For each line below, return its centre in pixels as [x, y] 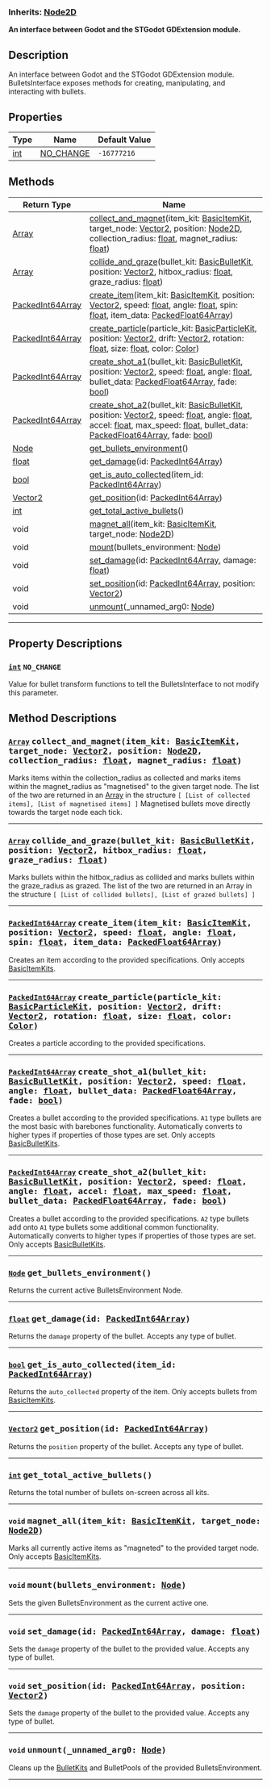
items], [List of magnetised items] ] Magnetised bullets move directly [129, 804]
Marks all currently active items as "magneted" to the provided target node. [134, 1548]
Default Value [125, 140]
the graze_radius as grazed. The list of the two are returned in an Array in [130, 886]
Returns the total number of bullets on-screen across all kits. [109, 1493]
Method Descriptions [63, 718]
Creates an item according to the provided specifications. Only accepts [127, 959]
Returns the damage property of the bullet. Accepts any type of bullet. [122, 1336]
